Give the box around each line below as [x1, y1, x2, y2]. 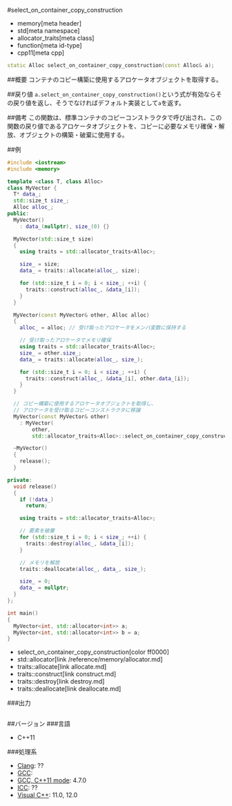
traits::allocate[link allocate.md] [17, 663, 107, 671]
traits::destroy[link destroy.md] [17, 677, 105, 686]
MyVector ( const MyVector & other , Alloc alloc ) [13, 311, 150, 319]
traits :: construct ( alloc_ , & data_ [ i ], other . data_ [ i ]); [25, 375, 190, 382]
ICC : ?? [17, 784, 38, 792]
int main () [7, 610, 39, 617]
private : [7, 476, 32, 483]
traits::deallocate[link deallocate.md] [17, 684, 122, 693]
